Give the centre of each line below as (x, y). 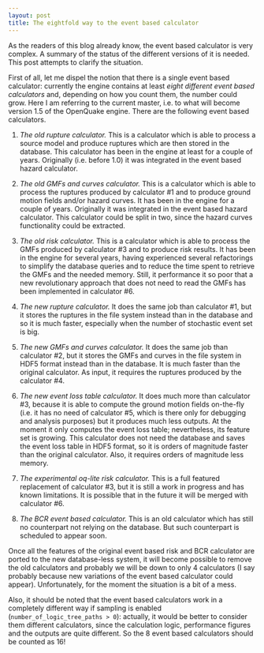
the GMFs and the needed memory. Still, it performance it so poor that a (136, 274)
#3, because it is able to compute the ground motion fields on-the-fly (132, 404)
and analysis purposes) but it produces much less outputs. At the (125, 421)
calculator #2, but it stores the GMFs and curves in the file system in (130, 355)
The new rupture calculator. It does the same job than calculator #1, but (136, 306)
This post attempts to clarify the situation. (76, 62)
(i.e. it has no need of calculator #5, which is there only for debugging (133, 412)
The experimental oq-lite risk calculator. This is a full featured (120, 478)
